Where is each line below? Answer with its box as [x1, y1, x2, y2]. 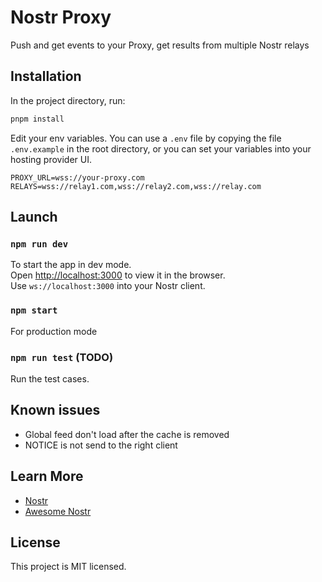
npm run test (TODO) [10, 350, 114, 364]
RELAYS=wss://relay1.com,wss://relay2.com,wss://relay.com [10, 181, 262, 191]
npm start [10, 305, 58, 316]
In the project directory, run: [10, 94, 126, 106]
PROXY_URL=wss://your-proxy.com [10, 172, 145, 183]
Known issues [10, 402, 101, 419]
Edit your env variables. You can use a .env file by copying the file [10, 132, 282, 144]
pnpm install [10, 114, 65, 124]
